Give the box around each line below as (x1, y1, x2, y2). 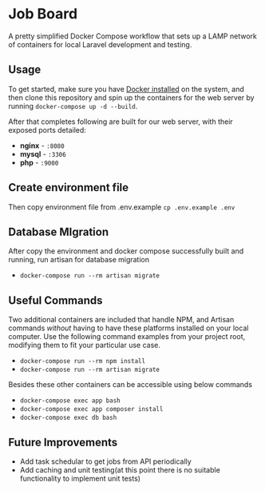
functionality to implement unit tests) (19, 473, 141, 483)
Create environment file (8, 181, 129, 194)
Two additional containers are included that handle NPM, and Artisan (8, 315, 235, 325)
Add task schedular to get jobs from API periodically (19, 457, 192, 466)
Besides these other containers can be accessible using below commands (8, 380, 253, 389)
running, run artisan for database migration (8, 255, 150, 265)
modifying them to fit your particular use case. (8, 341, 161, 350)
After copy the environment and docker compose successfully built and (8, 246, 244, 256)
